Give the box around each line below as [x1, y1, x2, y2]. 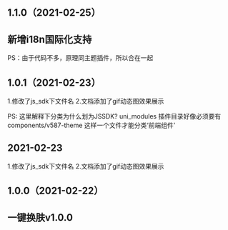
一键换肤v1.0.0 [7, 211, 74, 224]
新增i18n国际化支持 [7, 33, 92, 45]
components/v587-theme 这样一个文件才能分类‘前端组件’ [7, 121, 176, 130]
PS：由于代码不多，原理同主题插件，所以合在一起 [7, 54, 154, 62]
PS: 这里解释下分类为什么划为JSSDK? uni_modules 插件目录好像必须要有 [7, 112, 222, 121]
